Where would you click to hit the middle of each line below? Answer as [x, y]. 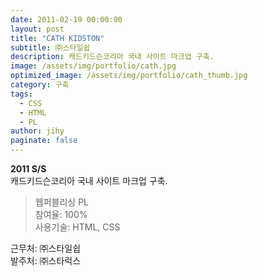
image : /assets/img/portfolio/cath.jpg [93, 66]
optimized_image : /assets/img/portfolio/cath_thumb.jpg [129, 76]
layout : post [37, 29]
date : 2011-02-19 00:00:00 [66, 19]
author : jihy [37, 131]
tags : [21, 94]
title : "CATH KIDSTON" [57, 38]
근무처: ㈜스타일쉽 [46, 248]
